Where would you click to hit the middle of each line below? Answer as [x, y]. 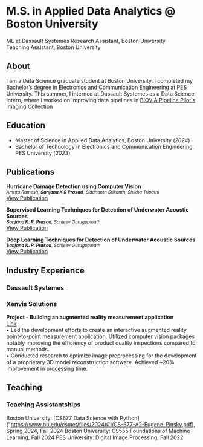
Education [26, 126]
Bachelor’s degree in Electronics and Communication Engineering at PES [97, 87]
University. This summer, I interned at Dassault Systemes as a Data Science [100, 93]
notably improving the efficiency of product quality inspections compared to [101, 342]
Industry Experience [45, 270]
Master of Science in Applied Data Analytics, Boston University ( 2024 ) [102, 140]
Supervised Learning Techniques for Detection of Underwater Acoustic [98, 210]
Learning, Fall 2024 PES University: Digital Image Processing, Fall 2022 [95, 437]
